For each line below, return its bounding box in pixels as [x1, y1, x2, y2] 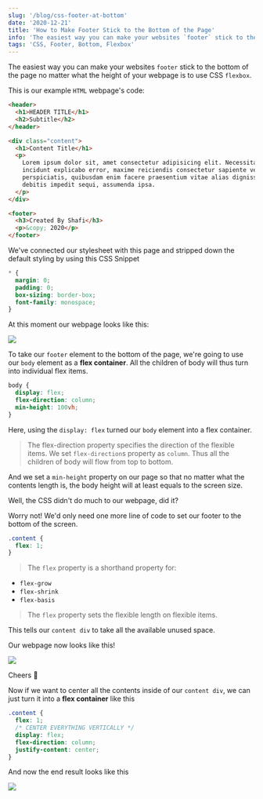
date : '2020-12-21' [8, 19, 72, 27]
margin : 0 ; [15, 276, 51, 284]
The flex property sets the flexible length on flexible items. [27, 610, 218, 620]
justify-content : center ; [15, 746, 100, 753]
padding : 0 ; [15, 283, 55, 291]
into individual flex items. [8, 367, 88, 376]
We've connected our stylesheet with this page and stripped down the [8, 246, 235, 255]
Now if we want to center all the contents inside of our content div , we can [8, 686, 250, 695]
